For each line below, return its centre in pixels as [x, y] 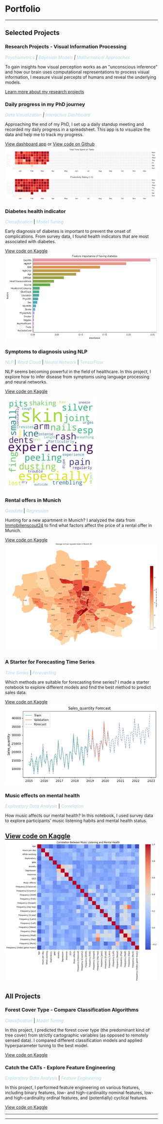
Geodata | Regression [27, 511]
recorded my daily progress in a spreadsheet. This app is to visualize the [78, 129]
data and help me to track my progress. [44, 134]
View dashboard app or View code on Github [50, 144]
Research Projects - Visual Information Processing [66, 47]
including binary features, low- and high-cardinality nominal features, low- [79, 1093]
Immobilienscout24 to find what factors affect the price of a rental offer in [79, 526]
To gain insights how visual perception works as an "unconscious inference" [81, 67]
